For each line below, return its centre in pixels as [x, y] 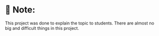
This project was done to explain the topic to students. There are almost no [80, 23]
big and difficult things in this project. [42, 28]
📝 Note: [20, 10]
